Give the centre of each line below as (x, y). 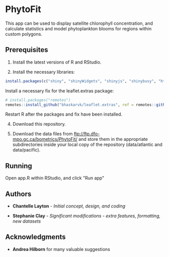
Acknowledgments (36, 237)
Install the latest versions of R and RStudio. (57, 62)
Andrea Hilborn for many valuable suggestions (61, 249)
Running (19, 166)
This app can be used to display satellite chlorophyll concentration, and (79, 23)
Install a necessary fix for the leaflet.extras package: (60, 91)
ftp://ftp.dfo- (87, 134)
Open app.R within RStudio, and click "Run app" (55, 178)
